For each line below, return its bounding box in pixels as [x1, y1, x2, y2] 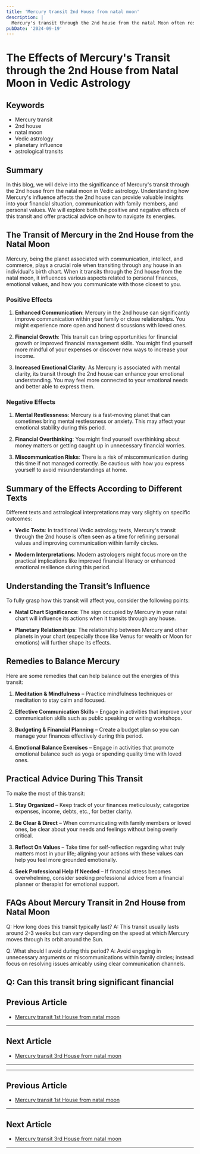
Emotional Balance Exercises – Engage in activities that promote [14, 744, 174, 751]
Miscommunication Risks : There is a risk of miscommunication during [14, 453, 189, 461]
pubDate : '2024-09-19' [6, 25, 62, 32]
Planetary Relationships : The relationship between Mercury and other [14, 627, 188, 634]
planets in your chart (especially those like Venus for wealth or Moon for [14, 633, 192, 640]
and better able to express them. [14, 383, 95, 390]
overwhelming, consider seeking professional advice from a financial [14, 874, 184, 881]
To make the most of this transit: [6, 790, 85, 797]
